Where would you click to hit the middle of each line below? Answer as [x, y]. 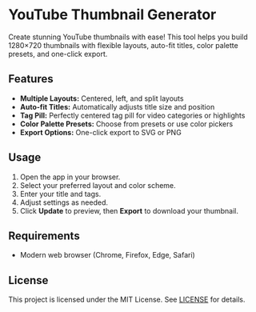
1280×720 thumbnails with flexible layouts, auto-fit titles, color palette [123, 45]
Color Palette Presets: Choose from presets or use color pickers [126, 124]
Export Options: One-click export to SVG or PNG [100, 132]
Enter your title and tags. [60, 194]
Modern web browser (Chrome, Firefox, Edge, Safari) [108, 255]
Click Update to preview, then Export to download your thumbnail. [129, 210]
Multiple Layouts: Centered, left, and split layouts [102, 98]
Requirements [44, 236]
